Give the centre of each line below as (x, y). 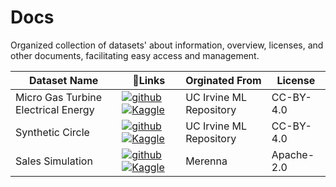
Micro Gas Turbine (59, 97)
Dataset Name (63, 80)
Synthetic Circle (52, 132)
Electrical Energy (55, 109)
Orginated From (223, 80)
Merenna (206, 161)
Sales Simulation (54, 161)
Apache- (293, 154)
